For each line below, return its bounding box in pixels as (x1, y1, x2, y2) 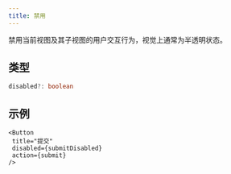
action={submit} (11, 151, 67, 159)
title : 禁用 (8, 11, 46, 20)
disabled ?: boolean (8, 82, 74, 91)
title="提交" (11, 138, 54, 146)
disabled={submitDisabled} (11, 144, 103, 153)
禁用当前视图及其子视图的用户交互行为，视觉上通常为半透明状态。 (8, 35, 227, 44)
